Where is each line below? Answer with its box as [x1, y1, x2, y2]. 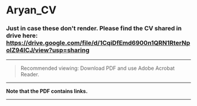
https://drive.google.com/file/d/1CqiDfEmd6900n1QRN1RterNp [6, 39, 191, 47]
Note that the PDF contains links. [6, 88, 88, 95]
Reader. [20, 71, 39, 78]
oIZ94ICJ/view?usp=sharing [6, 46, 90, 54]
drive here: [6, 31, 38, 40]
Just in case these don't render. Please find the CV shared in [6, 24, 182, 33]
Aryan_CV [6, 3, 57, 17]
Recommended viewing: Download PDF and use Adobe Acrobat [20, 65, 175, 72]
